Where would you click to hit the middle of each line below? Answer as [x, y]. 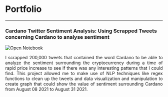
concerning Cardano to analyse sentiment [57, 37]
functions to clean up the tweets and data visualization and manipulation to [84, 79]
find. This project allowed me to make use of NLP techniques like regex [84, 74]
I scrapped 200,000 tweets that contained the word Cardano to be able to [84, 58]
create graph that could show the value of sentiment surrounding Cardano [84, 84]
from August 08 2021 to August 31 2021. [46, 89]
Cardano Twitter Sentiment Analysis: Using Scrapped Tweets [81, 31]
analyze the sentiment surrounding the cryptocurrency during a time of [84, 63]
